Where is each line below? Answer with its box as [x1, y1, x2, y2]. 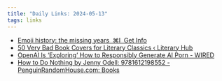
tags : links [7, 17, 42, 24]
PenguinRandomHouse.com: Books [17, 66, 120, 74]
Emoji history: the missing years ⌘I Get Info [17, 36, 147, 44]
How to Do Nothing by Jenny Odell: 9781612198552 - [17, 58, 170, 66]
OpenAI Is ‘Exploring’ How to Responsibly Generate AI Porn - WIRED [17, 50, 215, 59]
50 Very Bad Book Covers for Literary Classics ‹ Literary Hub [17, 43, 193, 52]
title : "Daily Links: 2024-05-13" [7, 10, 109, 17]
